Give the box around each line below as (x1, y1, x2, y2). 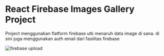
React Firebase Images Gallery (5, 3, 135, 15)
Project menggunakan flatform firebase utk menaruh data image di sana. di (5, 30, 159, 36)
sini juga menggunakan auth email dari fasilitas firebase (5, 36, 120, 42)
